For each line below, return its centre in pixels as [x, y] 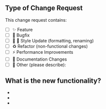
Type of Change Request [44, 8]
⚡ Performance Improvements [43, 52]
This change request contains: [36, 20]
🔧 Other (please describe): [39, 65]
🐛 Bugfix [21, 35]
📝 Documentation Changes [40, 59]
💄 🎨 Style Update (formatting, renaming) [53, 40]
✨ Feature [22, 30]
